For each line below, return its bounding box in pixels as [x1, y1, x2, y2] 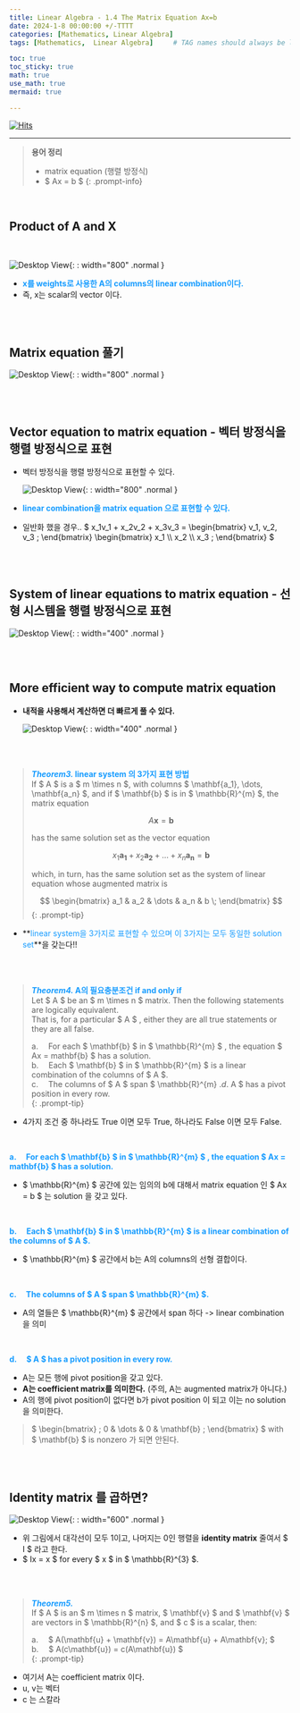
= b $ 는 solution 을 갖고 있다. [21, 1191, 128, 1202]
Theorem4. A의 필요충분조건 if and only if [30, 985, 182, 996]
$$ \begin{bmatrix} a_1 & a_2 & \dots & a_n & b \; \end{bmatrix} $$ [39, 896, 283, 907]
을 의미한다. [21, 1405, 64, 1417]
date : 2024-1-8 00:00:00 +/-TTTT [9, 21, 134, 30]
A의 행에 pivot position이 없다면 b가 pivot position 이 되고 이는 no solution [21, 1395, 287, 1405]
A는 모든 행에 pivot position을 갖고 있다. [21, 1372, 163, 1383]
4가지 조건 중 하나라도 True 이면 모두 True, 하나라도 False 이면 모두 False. [21, 1117, 282, 1127]
